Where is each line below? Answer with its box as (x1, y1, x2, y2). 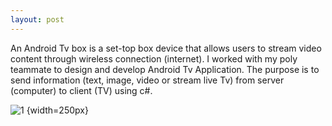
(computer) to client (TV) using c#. (10, 84, 153, 96)
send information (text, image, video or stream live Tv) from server (10, 74, 285, 86)
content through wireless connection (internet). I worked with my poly (10, 52, 298, 65)
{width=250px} (26, 104, 89, 116)
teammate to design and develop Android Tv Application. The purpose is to (10, 63, 320, 75)
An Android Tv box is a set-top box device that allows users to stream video (10, 42, 322, 54)
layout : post (10, 14, 65, 25)
